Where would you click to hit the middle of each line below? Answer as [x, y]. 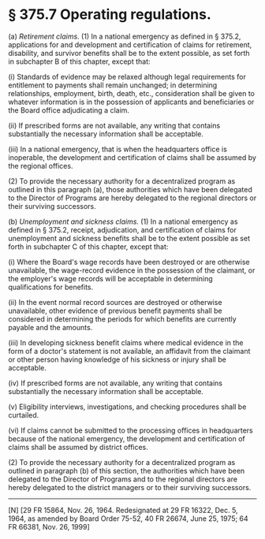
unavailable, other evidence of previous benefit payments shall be [115, 310]
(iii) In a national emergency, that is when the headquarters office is [118, 149]
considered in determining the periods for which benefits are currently [122, 319]
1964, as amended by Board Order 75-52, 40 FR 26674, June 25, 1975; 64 [128, 519]
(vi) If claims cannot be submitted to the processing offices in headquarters [131, 430]
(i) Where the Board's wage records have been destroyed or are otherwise [129, 262]
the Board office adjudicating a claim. [69, 110]
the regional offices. [41, 165]
